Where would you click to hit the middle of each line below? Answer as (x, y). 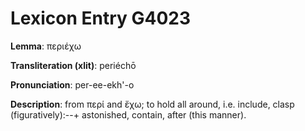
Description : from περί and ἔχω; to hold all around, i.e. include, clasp (152, 104)
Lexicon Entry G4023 (101, 18)
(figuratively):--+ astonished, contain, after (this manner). (128, 114)
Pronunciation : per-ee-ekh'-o (72, 84)
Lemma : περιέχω (46, 46)
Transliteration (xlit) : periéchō (73, 65)
